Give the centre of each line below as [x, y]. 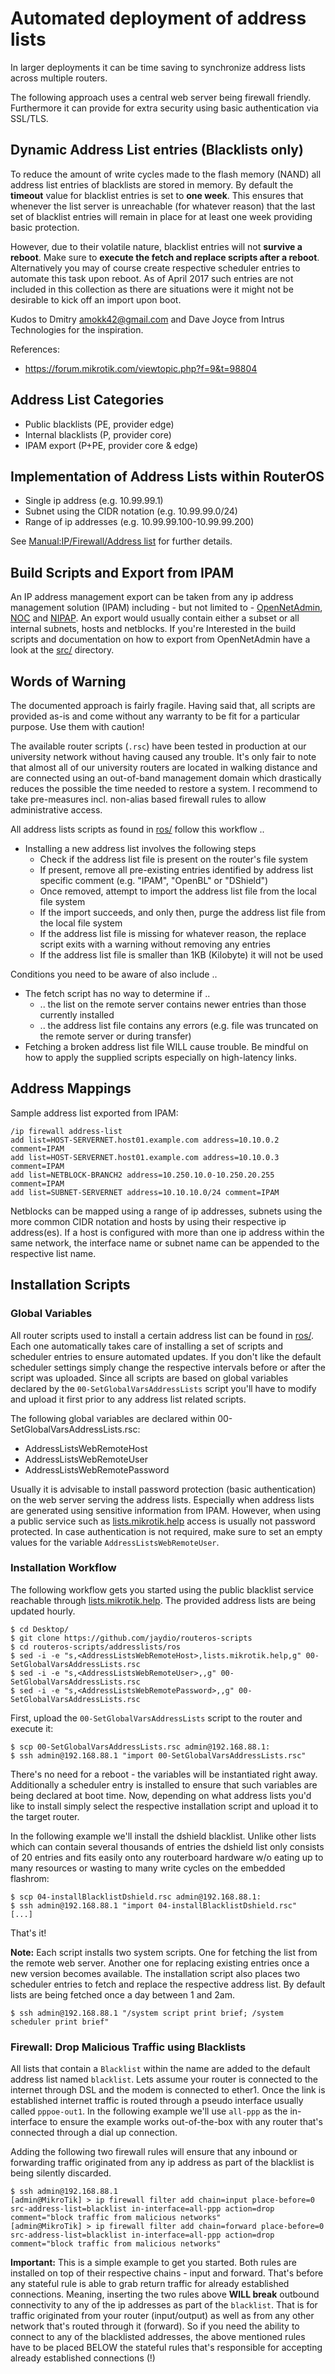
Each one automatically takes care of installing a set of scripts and [147, 1346]
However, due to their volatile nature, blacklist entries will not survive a [156, 246]
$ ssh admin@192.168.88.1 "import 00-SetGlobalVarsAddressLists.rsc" [158, 1755]
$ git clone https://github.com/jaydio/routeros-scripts [131, 1638]
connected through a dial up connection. [94, 2133]
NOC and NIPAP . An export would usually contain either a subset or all [155, 618]
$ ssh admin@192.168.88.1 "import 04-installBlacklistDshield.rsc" [154, 1905]
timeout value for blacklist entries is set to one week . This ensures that [157, 195]
